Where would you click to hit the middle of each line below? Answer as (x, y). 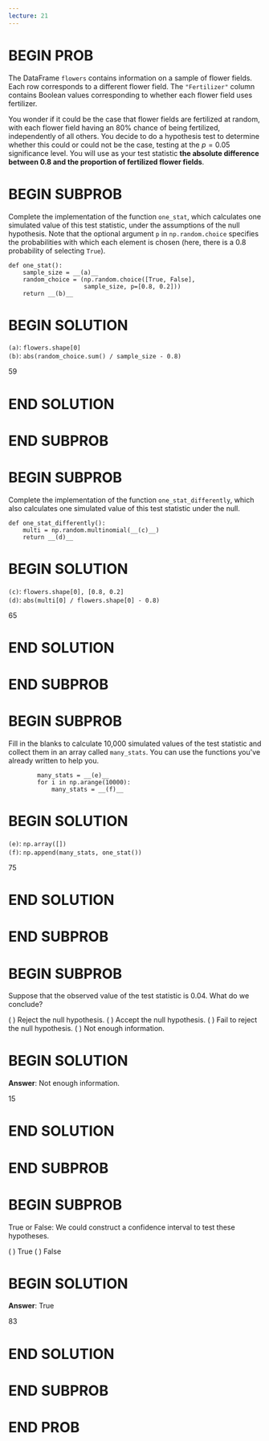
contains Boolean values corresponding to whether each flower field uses (130, 95)
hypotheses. (29, 1235)
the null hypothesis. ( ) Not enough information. (86, 1029)
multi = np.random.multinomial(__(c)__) (91, 530)
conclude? (26, 1005)
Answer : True (31, 1306)
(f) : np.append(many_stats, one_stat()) (75, 852)
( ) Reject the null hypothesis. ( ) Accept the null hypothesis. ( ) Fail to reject (133, 1020)
